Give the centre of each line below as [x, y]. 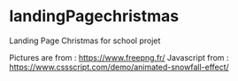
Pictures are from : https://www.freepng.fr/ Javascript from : [119, 57]
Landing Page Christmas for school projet [85, 40]
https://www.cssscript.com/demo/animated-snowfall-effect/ [119, 67]
